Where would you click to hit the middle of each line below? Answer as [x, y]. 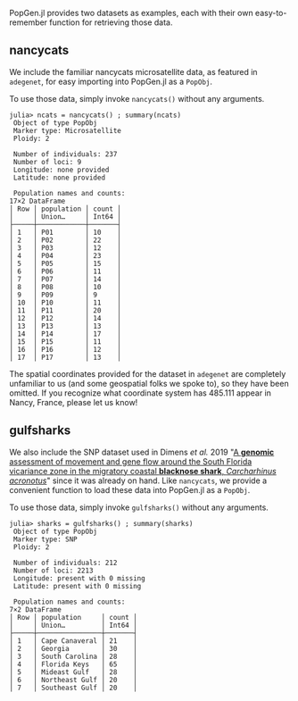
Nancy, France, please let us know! [74, 402]
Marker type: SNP [45, 539]
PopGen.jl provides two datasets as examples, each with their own [131, 13]
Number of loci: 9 [47, 162]
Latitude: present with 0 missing [77, 586]
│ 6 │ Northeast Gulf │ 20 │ [74, 680]
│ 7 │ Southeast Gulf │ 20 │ [74, 688]
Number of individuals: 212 [65, 563]
